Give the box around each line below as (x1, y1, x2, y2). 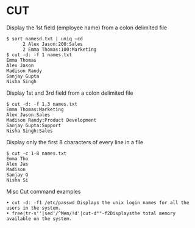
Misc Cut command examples (6, 188, 81, 195)
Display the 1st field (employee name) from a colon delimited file (6, 24, 168, 31)
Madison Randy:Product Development (6, 117, 97, 123)
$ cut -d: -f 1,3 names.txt (6, 101, 78, 107)
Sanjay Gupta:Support (6, 122, 62, 128)
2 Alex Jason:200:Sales (22, 41, 83, 47)
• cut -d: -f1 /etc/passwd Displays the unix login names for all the (6, 199, 190, 205)
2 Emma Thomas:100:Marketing (22, 46, 97, 53)
